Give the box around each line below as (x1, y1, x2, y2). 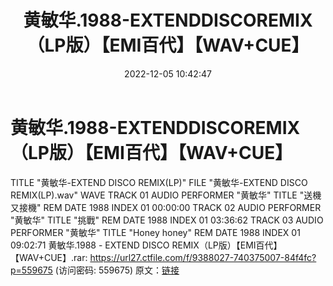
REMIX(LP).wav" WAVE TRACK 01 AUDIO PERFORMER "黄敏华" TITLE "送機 (10, 189, 322, 201)
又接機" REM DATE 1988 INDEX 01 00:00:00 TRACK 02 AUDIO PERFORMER (10, 201, 322, 213)
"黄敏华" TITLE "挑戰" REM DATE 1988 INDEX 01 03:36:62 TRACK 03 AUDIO (10, 214, 324, 226)
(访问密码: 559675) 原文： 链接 (54, 264, 180, 276)
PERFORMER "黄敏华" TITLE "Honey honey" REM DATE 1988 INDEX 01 (10, 226, 301, 238)
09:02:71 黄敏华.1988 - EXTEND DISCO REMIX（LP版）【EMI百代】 (10, 239, 283, 251)
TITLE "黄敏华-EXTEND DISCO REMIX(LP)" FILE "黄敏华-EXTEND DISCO (10, 176, 308, 188)
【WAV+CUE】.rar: (10, 251, 88, 263)
